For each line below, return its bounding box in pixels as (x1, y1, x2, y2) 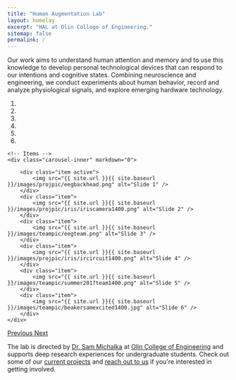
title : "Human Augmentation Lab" (7, 10, 106, 18)
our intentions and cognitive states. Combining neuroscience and (7, 71, 197, 80)
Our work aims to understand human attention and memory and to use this (7, 56, 224, 64)
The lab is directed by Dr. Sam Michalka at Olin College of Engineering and (7, 343, 224, 351)
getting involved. (7, 365, 56, 374)
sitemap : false (7, 30, 52, 37)
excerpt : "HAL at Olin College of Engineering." (7, 23, 153, 30)
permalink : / (7, 37, 46, 44)
